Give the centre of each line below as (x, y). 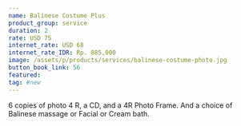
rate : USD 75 (30, 38)
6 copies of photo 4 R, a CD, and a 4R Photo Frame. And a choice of (120, 105)
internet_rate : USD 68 (46, 45)
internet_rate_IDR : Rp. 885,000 (62, 53)
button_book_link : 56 (44, 68)
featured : (25, 75)
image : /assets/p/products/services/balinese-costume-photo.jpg (118, 61)
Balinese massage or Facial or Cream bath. (79, 113)
